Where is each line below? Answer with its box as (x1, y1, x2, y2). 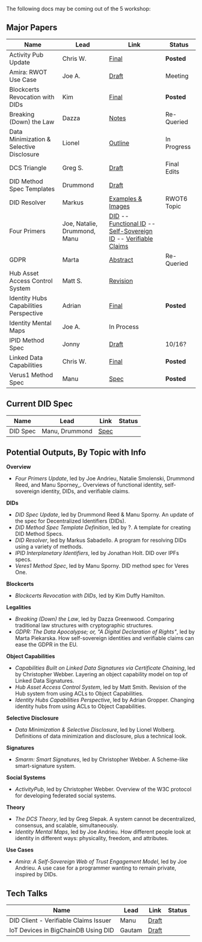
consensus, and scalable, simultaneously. (14, 822, 118, 829)
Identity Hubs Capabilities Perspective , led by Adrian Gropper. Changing (14, 696, 194, 704)
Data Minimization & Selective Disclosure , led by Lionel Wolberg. (14, 726, 176, 733)
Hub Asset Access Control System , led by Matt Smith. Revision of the (14, 683, 186, 691)
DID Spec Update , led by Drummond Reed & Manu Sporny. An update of (14, 511, 194, 518)
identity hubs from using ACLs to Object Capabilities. (14, 703, 146, 710)
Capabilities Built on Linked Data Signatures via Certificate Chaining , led (14, 664, 195, 671)
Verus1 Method (9, 371, 54, 379)
